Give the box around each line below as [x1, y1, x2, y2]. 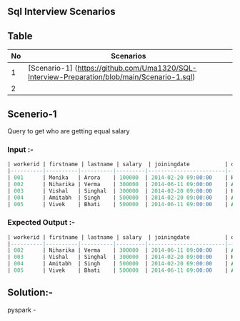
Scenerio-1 [7, 108, 57, 120]
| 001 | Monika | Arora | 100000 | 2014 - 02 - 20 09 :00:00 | [7, 174, 229, 181]
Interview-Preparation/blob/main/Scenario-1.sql [28, 72, 193, 82]
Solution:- [7, 287, 54, 299]
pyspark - [7, 305, 36, 314]
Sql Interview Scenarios [7, 6, 116, 18]
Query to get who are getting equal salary [7, 127, 130, 136]
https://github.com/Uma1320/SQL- [77, 63, 197, 73]
